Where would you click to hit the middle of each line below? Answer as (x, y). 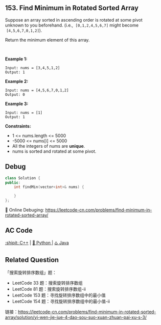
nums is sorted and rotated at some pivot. (54, 151)
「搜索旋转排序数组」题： (31, 272)
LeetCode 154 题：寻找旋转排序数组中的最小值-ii (61, 301)
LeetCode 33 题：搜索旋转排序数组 (47, 283)
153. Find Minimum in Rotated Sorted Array (72, 8)
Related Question (32, 260)
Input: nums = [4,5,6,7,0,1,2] (37, 90)
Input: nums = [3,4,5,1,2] (33, 68)
